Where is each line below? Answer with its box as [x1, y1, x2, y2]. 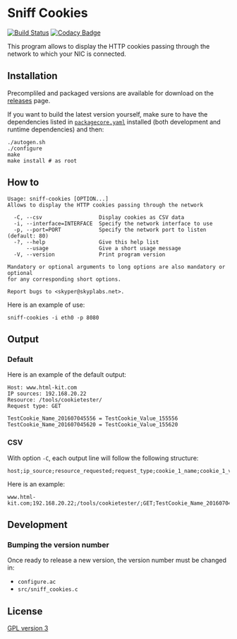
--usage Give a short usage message [25, 245, 181, 252]
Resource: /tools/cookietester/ [7, 397, 102, 404]
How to [7, 177, 39, 189]
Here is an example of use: [7, 300, 85, 309]
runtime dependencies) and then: [7, 125, 104, 134]
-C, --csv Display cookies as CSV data [13, 213, 185, 221]
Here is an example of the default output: [7, 370, 127, 379]
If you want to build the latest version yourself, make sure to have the [7, 110, 208, 118]
